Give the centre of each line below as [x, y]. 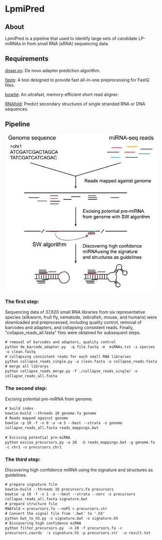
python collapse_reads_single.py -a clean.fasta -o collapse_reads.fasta [81, 362]
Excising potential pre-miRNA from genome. [49, 399]
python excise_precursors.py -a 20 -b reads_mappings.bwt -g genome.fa [80, 442]
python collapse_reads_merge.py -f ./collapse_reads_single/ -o [71, 371]
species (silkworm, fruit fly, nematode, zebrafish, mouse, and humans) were [81, 317]
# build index [19, 408]
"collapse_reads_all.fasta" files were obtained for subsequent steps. [73, 333]
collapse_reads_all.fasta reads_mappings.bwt [52, 428]
